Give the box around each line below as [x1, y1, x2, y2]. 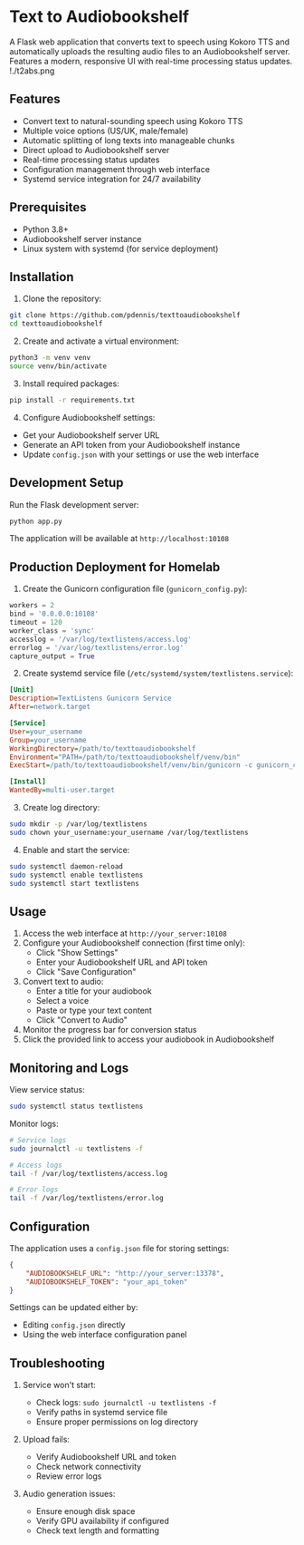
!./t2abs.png [9, 65, 55, 76]
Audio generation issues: [22, 1489, 116, 1500]
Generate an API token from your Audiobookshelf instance [22, 439, 241, 450]
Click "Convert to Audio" [35, 1015, 128, 1025]
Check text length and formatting [35, 1525, 160, 1536]
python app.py [9, 517, 63, 526]
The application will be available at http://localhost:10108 [9, 533, 229, 544]
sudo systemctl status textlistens [9, 1102, 144, 1111]
